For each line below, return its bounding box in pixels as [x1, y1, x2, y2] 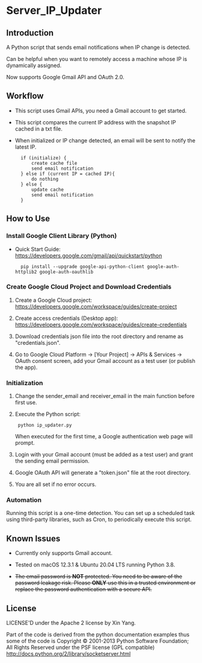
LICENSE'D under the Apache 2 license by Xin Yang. [6, 620, 136, 627]
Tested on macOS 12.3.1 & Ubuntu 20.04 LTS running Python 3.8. [14, 561, 176, 568]
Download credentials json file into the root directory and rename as [14, 333, 183, 340]
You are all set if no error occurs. [14, 481, 97, 488]
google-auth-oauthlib [39, 269, 94, 275]
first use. [14, 399, 37, 406]
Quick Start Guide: [14, 245, 61, 252]
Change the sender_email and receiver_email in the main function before [14, 392, 195, 400]
